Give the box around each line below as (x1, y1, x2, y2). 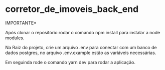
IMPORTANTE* (5, 20, 37, 26)
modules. (5, 35, 25, 41)
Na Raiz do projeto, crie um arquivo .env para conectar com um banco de (5, 44, 157, 50)
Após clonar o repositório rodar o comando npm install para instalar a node (5, 29, 160, 35)
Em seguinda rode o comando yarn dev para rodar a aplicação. (5, 59, 135, 65)
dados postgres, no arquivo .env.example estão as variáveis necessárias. (5, 50, 156, 56)
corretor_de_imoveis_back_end (5, 3, 139, 15)
